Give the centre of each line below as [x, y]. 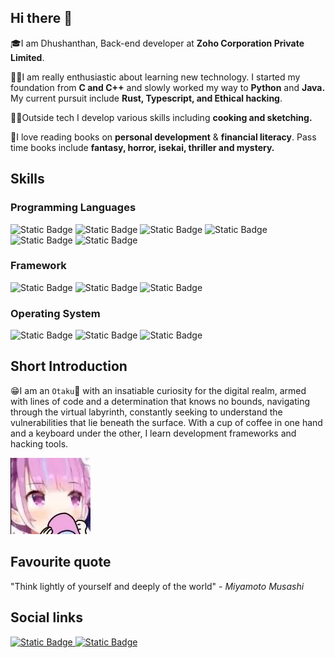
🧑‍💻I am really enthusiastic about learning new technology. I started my [155, 77]
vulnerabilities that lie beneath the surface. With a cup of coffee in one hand [166, 422]
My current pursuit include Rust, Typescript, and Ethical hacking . [146, 98]
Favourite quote [61, 562]
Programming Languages [73, 208]
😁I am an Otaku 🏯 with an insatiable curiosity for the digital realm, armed [158, 390]
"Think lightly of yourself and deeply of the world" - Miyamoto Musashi [157, 586]
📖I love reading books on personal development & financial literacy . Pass [163, 137]
